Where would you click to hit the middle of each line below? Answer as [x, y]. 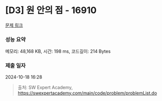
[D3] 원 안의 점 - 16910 [51, 10]
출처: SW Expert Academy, [45, 87]
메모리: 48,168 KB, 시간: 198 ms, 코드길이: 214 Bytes [58, 51]
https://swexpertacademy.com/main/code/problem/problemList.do [87, 93]
